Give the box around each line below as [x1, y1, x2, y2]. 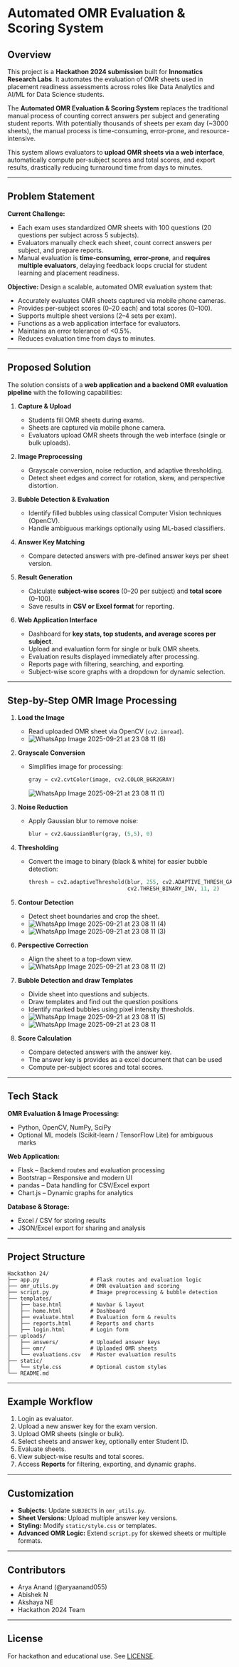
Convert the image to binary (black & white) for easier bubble [28, 857, 208, 866]
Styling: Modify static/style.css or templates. [17, 1522, 157, 1530]
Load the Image [17, 713, 65, 722]
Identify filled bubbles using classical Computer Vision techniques [28, 508, 222, 517]
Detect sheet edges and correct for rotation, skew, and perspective [28, 473, 225, 482]
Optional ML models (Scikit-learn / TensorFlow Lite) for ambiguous [17, 1130, 213, 1139]
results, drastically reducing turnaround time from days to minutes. [7, 163, 203, 172]
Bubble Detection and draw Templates [17, 976, 134, 984]
